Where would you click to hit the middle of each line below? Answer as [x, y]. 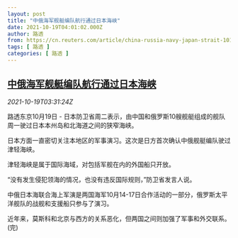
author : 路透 [25, 34]
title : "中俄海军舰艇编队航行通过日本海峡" [64, 21]
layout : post [27, 14]
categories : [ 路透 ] [38, 54]
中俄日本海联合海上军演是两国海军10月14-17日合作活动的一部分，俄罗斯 [112, 194]
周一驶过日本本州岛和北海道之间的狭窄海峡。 [73, 125]
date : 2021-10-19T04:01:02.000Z [55, 27]
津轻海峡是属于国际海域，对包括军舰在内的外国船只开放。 [91, 164]
